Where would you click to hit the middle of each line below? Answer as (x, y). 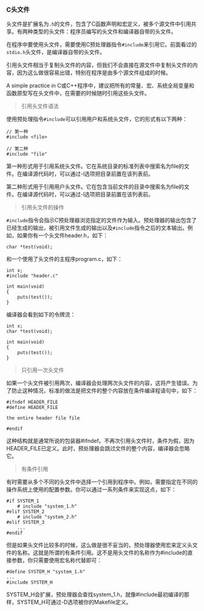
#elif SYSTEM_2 (25, 512)
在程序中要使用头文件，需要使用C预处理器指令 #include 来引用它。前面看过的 (102, 44)
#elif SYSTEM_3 (25, 522)
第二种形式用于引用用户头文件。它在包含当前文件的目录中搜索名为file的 (95, 187)
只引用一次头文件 (42, 370)
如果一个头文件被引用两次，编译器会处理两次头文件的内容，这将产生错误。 (99, 383)
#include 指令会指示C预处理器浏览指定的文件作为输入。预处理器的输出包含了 (102, 220)
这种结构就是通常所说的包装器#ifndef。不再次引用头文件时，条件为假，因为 (100, 441)
